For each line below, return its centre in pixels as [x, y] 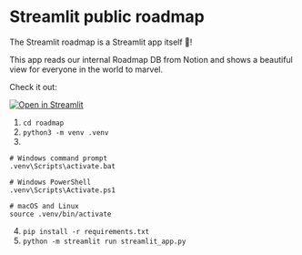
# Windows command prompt [58, 158]
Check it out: [33, 87]
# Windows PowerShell [50, 182]
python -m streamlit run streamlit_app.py [104, 241]
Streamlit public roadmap [107, 17]
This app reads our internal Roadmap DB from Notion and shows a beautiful [151, 59]
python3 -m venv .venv [65, 133]
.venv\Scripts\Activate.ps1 [63, 190]
